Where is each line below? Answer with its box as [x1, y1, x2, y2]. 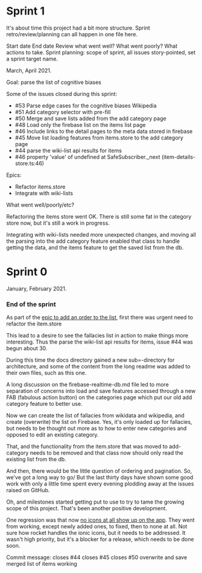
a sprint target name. [6, 55, 58, 62]
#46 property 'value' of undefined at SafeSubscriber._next [14, 153, 160, 161]
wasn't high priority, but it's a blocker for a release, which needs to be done [6, 536, 194, 543]
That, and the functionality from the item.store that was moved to [6, 443, 168, 450]
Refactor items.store [14, 183, 66, 190]
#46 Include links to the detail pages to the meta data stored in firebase [14, 127, 193, 135]
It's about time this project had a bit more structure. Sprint [6, 24, 151, 31]
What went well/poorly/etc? [6, 201, 74, 208]
